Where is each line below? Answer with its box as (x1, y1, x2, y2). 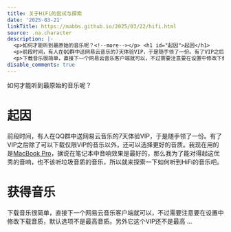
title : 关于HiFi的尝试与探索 (7, 10, 82, 17)
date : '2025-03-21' (7, 17, 63, 23)
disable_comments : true (7, 61, 76, 68)
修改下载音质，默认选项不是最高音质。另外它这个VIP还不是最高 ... (7, 217, 192, 225)
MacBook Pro (13, 149, 52, 157)
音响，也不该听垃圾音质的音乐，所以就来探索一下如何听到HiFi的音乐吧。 (19, 158, 223, 166)
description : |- (7, 36, 54, 43)
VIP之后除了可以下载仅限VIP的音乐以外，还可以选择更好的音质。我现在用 (7, 140, 213, 149)
